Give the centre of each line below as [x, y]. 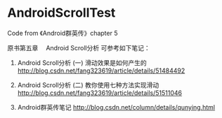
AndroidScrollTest [61, 13]
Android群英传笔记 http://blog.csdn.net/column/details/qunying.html [116, 107]
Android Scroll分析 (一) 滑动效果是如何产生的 [82, 62]
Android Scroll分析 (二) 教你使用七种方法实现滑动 [88, 84]
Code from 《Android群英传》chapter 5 [63, 33]
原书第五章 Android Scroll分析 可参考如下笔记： [79, 47]
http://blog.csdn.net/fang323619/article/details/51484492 [101, 71]
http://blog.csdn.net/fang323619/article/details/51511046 [100, 93]
